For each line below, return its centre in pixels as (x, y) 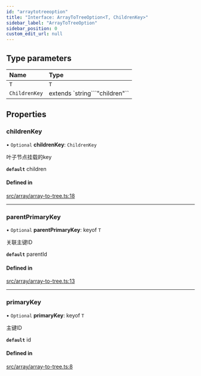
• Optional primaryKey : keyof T (45, 315)
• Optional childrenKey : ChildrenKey (51, 145)
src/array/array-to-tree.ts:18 (41, 195)
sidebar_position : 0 (32, 28)
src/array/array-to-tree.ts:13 (41, 281)
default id (19, 340)
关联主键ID (19, 242)
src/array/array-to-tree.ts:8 (39, 366)
